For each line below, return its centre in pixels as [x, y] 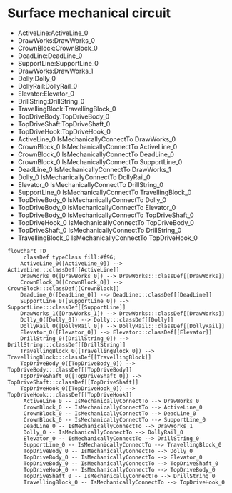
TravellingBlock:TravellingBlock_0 [67, 109]
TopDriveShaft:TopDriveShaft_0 [64, 124]
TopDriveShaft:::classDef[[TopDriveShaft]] [73, 382]
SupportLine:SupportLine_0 [58, 63]
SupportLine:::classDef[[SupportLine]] [67, 307]
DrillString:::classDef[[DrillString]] [67, 344]
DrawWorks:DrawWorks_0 [56, 40]
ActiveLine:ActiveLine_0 [53, 33]
